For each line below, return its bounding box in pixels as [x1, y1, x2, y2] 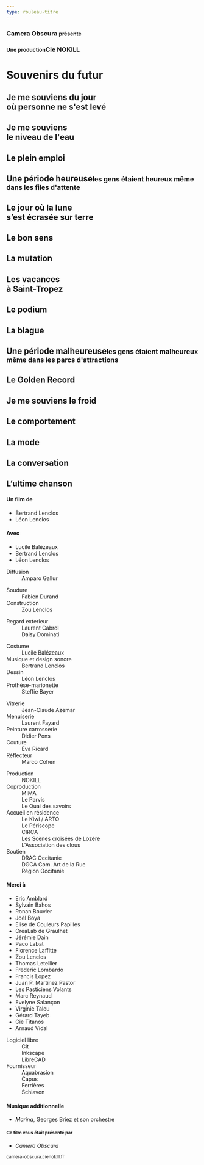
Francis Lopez [15, 972, 51, 980]
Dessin [6, 668, 24, 675]
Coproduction [6, 783, 41, 790]
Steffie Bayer [21, 688, 54, 695]
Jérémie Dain [15, 934, 49, 941]
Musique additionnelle [6, 1102, 65, 1109]
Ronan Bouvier [15, 907, 52, 915]
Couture [6, 738, 27, 746]
